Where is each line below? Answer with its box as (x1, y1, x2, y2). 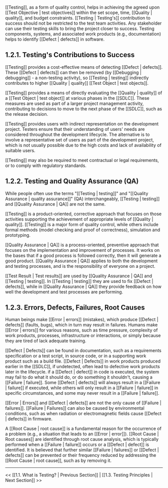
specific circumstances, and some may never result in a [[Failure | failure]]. (5, 390, 159, 396)
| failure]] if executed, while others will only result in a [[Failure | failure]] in (5, 385, 158, 391)
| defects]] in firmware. (5, 416, 52, 422)
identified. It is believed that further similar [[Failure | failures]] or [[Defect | (5, 447, 159, 453)
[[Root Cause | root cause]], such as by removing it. (5, 457, 111, 463)
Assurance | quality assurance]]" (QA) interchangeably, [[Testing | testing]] (5, 196, 160, 202)
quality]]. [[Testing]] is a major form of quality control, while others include (5, 221, 158, 227)
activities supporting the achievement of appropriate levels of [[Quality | (5, 216, 153, 222)
